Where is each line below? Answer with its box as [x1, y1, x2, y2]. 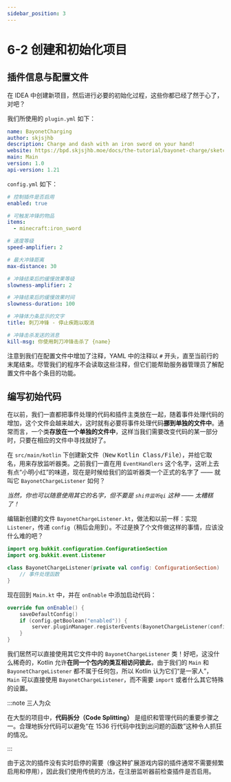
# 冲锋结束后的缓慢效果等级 [7, 275, 76, 282]
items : [7, 218, 26, 226]
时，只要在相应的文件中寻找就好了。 [7, 436, 110, 444]
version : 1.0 [7, 160, 45, 167]
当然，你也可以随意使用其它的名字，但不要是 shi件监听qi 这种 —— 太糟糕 [7, 491, 214, 500]
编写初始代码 [7, 391, 62, 403]
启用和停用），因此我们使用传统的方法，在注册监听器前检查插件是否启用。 [7, 768, 215, 776]
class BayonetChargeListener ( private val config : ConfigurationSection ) [7, 564, 220, 572]
